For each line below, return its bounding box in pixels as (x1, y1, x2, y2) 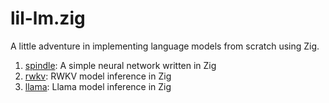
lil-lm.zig (10, 7, 86, 30)
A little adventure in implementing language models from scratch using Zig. (10, 40, 320, 52)
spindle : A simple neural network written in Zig (24, 59, 217, 71)
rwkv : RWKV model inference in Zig (24, 70, 172, 82)
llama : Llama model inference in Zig (24, 80, 172, 92)
